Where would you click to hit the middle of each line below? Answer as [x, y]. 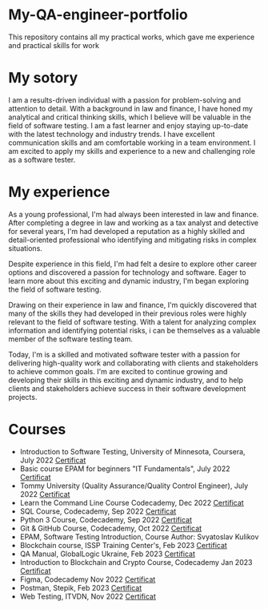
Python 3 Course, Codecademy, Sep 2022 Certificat [106, 519]
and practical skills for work [54, 45]
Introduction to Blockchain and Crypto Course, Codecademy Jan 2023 [136, 562]
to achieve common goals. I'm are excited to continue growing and [118, 371]
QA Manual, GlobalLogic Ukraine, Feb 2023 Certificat [108, 554]
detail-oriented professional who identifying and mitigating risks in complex [133, 240]
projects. [23, 397]
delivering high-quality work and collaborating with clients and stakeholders [133, 363]
